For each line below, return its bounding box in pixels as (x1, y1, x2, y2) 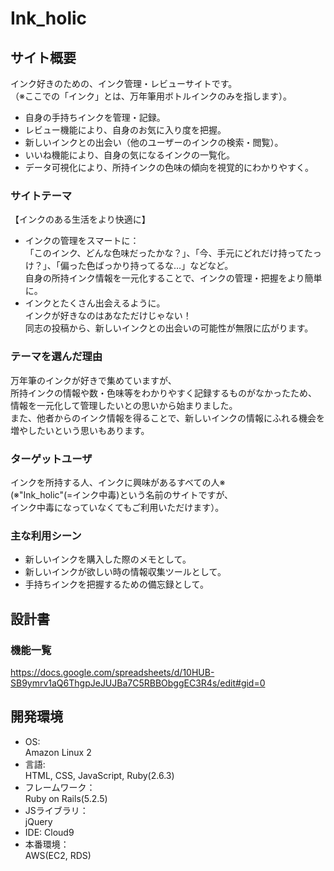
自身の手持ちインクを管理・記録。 (24, 112, 166, 123)
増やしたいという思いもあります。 (10, 424, 150, 436)
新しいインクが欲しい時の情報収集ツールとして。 (24, 566, 227, 578)
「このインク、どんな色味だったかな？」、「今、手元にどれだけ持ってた (24, 247, 313, 259)
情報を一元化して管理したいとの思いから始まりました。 (10, 399, 238, 411)
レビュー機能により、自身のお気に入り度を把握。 (24, 124, 227, 136)
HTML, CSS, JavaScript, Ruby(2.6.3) (24, 769, 175, 781)
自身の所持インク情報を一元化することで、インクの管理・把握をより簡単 (24, 272, 323, 284)
